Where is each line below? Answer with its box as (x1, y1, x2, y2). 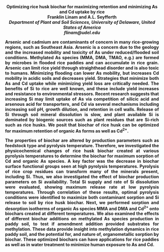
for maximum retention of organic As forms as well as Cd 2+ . (5, 127, 129, 134)
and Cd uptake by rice (59, 9, 105, 15)
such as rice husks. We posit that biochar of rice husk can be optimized (5, 122, 159, 128)
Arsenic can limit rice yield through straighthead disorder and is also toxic (5, 65, 159, 71)
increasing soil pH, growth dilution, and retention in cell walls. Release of (5, 106, 159, 112)
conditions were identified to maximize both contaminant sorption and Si (5, 194, 159, 200)
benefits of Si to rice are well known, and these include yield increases (5, 86, 159, 91)
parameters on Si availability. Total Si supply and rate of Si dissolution (5, 179, 159, 185)
